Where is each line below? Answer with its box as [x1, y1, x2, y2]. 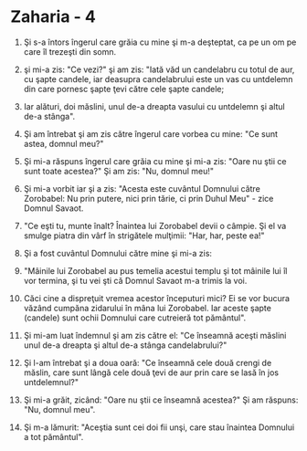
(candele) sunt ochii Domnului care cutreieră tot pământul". [23, 312, 247, 323]
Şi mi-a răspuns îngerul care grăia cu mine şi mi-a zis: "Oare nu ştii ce [23, 155, 287, 166]
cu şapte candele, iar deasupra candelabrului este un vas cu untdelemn [23, 73, 293, 84]
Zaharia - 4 [10, 6, 97, 27]
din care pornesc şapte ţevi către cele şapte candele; [23, 83, 225, 94]
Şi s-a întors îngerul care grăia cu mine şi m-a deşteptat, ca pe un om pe [23, 37, 297, 47]
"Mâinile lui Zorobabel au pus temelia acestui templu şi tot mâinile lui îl [23, 265, 288, 276]
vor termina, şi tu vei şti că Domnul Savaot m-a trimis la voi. [23, 275, 248, 286]
